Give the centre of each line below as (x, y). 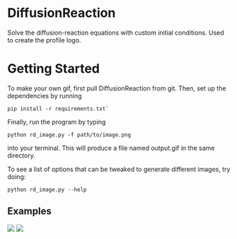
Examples (29, 211)
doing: (17, 176)
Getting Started (54, 69)
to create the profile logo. (44, 40)
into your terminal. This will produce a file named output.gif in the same (111, 148)
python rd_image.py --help (47, 190)
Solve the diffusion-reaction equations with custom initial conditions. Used (116, 33)
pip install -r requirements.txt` (58, 109)
